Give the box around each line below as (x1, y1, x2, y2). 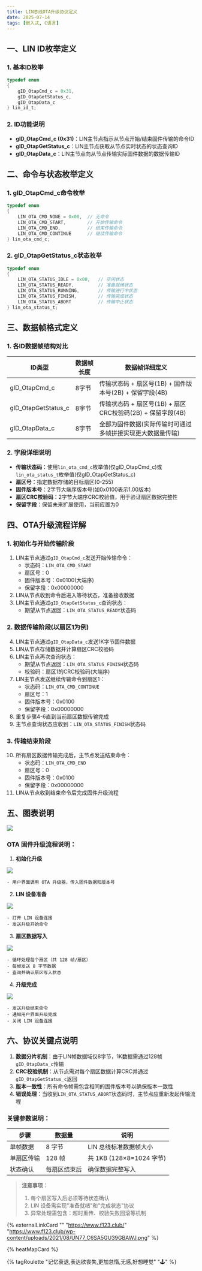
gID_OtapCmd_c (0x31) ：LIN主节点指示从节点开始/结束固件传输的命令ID (15, 135, 194, 142)
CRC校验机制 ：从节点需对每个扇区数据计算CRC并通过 (15, 1068, 149, 1075)
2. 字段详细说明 (7, 448, 52, 457)
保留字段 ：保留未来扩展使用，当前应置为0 (15, 501, 119, 508)
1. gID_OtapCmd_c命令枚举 (7, 188, 86, 197)
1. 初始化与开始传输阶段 (7, 540, 74, 548)
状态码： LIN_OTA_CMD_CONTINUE (24, 683, 100, 690)
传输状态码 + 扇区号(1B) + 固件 (99, 380, 186, 388)
